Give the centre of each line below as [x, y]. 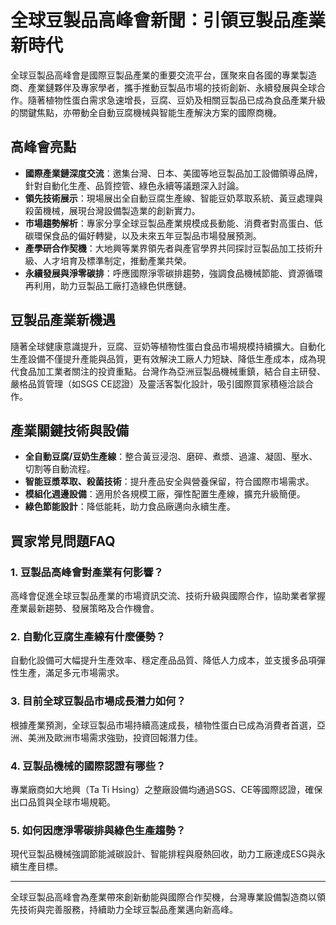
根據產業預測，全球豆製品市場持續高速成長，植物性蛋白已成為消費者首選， [163, 725]
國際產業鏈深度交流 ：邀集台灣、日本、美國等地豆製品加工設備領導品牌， [173, 173]
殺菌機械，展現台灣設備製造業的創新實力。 [112, 210]
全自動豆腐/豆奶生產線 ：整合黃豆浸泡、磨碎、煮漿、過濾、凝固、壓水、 [171, 457]
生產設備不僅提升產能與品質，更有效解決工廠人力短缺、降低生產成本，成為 [163, 358]
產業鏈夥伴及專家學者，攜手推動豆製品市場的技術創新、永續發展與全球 [172, 87]
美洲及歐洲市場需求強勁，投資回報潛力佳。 [115, 737]
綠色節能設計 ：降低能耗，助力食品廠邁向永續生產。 [130, 507]
